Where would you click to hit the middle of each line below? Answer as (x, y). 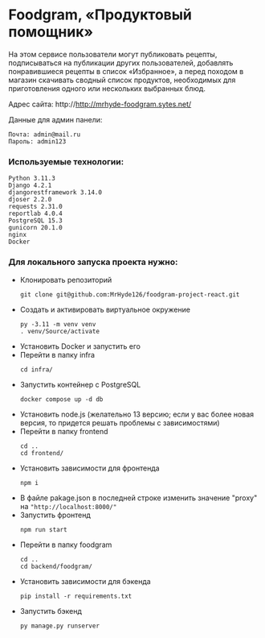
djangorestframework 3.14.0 (55, 193)
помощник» (51, 32)
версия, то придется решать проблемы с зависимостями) (120, 423)
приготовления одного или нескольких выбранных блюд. (107, 88)
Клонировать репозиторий (66, 280)
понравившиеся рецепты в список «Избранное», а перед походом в (126, 71)
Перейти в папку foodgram (66, 545)
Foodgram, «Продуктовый (100, 15)
